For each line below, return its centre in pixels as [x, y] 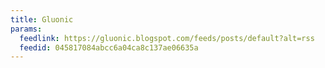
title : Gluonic [42, 19]
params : [26, 29]
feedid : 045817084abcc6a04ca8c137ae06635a [109, 47]
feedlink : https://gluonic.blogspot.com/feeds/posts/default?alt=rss [167, 38]
